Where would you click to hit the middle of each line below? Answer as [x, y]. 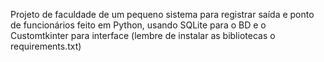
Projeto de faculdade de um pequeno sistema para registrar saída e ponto [162, 14]
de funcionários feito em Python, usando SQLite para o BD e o [138, 25]
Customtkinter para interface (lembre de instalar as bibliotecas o [143, 35]
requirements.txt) [46, 46]
